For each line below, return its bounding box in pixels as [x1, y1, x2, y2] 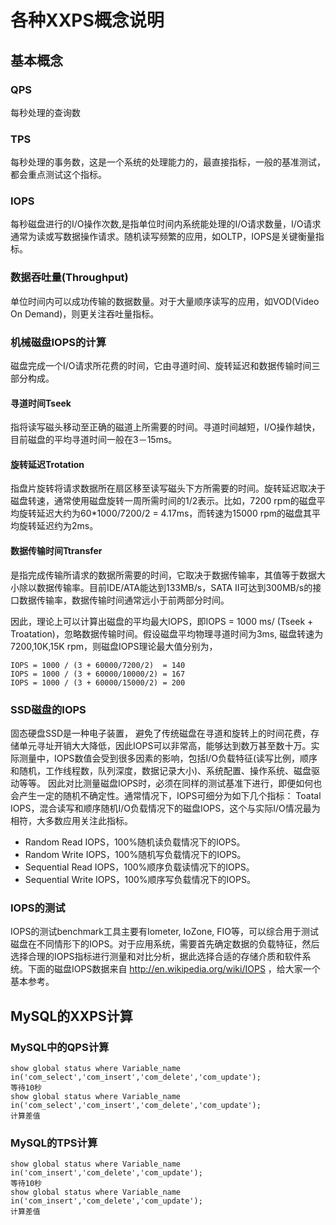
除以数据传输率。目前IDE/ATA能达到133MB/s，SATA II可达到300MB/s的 [18, 581, 313, 593]
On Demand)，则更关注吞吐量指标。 [10, 307, 160, 320]
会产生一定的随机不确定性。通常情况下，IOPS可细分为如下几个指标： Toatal [10, 789, 322, 801]
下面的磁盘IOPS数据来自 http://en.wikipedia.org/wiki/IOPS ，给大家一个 [27, 963, 321, 975]
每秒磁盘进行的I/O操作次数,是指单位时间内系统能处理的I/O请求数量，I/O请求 [10, 218, 322, 230]
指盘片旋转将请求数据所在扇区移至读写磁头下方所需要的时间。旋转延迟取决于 [10, 482, 326, 495]
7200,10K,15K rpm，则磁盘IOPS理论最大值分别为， [10, 640, 218, 652]
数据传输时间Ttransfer [10, 545, 103, 557]
